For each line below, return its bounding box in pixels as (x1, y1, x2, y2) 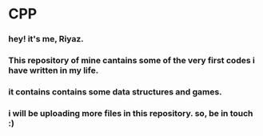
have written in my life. (8, 65, 99, 76)
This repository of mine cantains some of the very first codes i (8, 55, 256, 66)
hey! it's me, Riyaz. (8, 34, 84, 45)
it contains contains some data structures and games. (8, 86, 222, 97)
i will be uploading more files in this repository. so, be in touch (8, 107, 253, 118)
